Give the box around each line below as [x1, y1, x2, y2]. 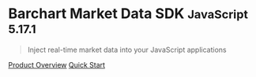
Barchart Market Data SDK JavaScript [8, 5, 249, 23]
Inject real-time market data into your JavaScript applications [27, 45, 227, 54]
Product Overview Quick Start [8, 60, 105, 69]
